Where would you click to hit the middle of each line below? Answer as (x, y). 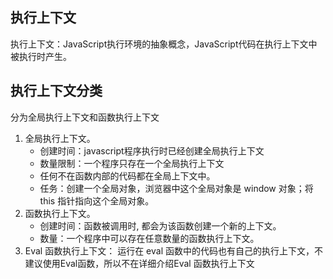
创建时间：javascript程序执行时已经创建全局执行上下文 (152, 150)
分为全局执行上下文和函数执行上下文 (85, 117)
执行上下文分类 (56, 91)
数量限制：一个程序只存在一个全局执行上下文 (132, 163)
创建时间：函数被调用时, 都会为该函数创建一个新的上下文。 (160, 225)
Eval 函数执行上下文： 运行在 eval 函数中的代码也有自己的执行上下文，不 (173, 250)
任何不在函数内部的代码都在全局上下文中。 (127, 175)
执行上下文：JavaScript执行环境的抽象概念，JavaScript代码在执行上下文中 (164, 44)
